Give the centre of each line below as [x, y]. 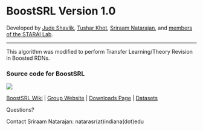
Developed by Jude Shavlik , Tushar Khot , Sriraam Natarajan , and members [99, 28]
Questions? [20, 110]
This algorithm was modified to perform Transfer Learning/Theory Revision [100, 51]
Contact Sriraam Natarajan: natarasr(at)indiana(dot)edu [75, 121]
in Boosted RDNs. [28, 58]
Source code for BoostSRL [46, 74]
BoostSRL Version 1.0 [61, 11]
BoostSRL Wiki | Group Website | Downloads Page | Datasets [82, 98]
